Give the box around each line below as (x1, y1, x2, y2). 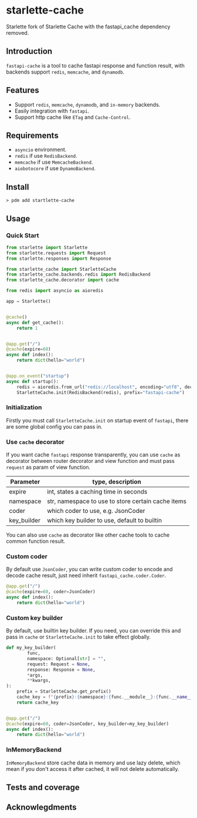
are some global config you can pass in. (6, 423, 103, 430)
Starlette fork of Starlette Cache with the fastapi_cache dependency (6, 23, 171, 30)
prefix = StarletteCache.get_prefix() (16, 688, 111, 695)
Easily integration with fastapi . (14, 107, 90, 114)
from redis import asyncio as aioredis (6, 288, 104, 294)
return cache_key (16, 699, 59, 706)
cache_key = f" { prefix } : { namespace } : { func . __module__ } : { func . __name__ (16, 694, 193, 700)
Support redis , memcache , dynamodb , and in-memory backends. (14, 101, 161, 108)
